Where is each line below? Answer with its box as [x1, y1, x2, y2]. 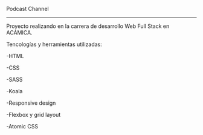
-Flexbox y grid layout [6, 111, 61, 118]
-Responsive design [6, 99, 56, 107]
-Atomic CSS [6, 123, 38, 130]
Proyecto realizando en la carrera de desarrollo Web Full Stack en [6, 22, 170, 30]
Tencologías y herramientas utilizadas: [6, 41, 102, 48]
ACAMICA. [6, 29, 33, 36]
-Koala [6, 88, 23, 94]
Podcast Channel [6, 5, 50, 12]
